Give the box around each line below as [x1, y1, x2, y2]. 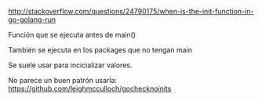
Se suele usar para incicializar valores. [8, 60, 133, 70]
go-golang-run [8, 15, 56, 24]
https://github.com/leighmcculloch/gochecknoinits [8, 84, 172, 93]
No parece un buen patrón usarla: [8, 76, 118, 85]
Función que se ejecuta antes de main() [8, 31, 136, 39]
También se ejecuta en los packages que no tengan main [8, 45, 192, 54]
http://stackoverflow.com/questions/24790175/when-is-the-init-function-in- [8, 7, 254, 16]
